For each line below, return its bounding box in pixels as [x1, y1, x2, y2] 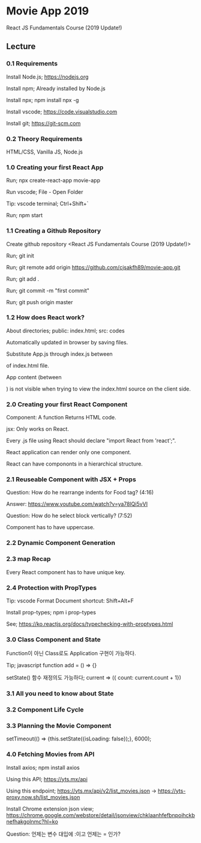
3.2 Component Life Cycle [6, 706, 84, 714]
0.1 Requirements [6, 59, 58, 68]
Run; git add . [6, 275, 40, 283]
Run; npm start [6, 212, 43, 219]
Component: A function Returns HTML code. [6, 414, 117, 421]
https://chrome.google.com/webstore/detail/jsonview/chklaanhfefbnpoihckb [6, 811, 195, 818]
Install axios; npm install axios [6, 764, 80, 771]
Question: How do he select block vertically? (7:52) [6, 512, 133, 520]
